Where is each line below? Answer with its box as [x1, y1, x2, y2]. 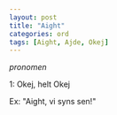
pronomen [9, 62, 47, 73]
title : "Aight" [9, 21, 66, 30]
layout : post [9, 12, 58, 22]
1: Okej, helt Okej [9, 79, 71, 89]
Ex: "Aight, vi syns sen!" [9, 96, 97, 107]
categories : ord [9, 29, 69, 38]
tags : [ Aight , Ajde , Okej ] [9, 37, 109, 47]
